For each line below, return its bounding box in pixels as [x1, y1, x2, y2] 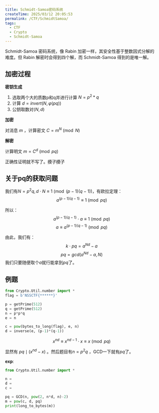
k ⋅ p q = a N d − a [65, 242, 98, 249]
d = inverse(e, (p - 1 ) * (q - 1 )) [5, 329, 64, 334]
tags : [5, 20, 16, 26]
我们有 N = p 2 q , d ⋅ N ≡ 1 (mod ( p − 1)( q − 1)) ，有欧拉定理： [5, 188, 123, 194]
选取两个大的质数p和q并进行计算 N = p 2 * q [12, 94, 99, 100]
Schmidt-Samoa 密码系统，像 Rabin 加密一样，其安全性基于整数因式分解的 [5, 48, 155, 54]
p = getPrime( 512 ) [5, 301, 42, 307]
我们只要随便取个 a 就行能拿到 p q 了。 [5, 260, 77, 265]
